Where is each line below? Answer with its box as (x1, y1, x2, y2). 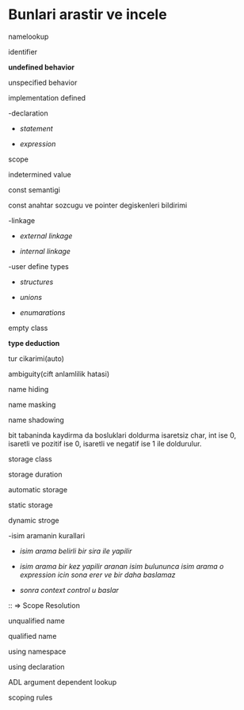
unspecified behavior (8, 78, 78, 87)
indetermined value (8, 169, 71, 179)
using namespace (8, 647, 67, 656)
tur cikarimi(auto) (8, 354, 65, 363)
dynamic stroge (8, 515, 59, 525)
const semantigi (8, 184, 61, 195)
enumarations (19, 307, 66, 317)
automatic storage (8, 484, 68, 494)
